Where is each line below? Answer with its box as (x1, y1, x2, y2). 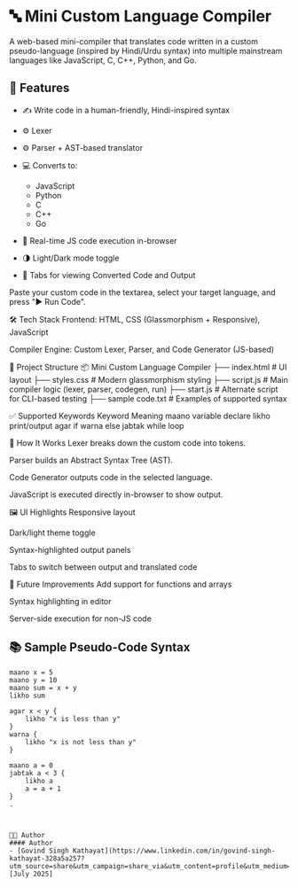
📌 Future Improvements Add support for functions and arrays (9, 579, 232, 589)
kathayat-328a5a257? (9, 853, 86, 863)
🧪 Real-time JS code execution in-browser (21, 235, 177, 245)
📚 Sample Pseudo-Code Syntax (9, 640, 191, 655)
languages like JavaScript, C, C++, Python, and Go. (9, 55, 197, 66)
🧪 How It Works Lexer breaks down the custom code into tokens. (9, 437, 247, 448)
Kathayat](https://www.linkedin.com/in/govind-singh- (72, 846, 276, 855)
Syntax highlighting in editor (9, 595, 112, 606)
